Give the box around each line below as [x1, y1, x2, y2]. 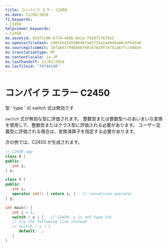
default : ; [18, 229, 44, 234]
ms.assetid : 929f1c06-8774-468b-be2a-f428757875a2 [5, 36, 114, 41]
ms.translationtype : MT [5, 50, 56, 55]
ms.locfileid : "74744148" [5, 64, 60, 69]
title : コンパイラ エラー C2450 [5, 7, 67, 13]
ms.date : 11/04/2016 [5, 12, 49, 17]
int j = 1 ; [12, 210, 35, 215]
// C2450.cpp [5, 149, 33, 154]
